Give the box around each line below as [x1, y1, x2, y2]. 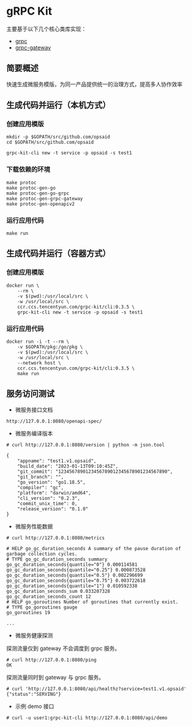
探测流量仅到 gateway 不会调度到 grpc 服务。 [6, 645, 121, 652]
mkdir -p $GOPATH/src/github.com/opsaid [6, 134, 111, 140]
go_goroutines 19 [6, 609, 51, 615]
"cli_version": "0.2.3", [17, 495, 80, 501]
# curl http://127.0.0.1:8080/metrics [6, 535, 105, 541]
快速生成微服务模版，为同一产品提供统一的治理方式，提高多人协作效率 [6, 81, 183, 88]
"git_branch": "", [17, 474, 64, 480]
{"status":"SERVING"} [6, 691, 62, 697]
